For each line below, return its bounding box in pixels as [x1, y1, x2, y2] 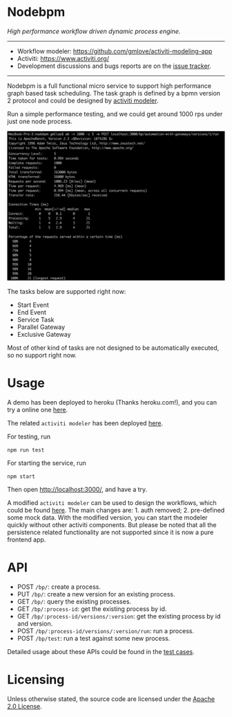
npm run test [7, 446, 45, 454]
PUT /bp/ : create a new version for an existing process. [17, 590, 175, 598]
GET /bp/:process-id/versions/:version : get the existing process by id [17, 612, 221, 620]
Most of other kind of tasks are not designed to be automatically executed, [7, 344, 220, 352]
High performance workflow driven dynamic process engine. [7, 27, 181, 35]
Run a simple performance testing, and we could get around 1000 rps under [7, 109, 223, 118]
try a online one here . [7, 405, 68, 414]
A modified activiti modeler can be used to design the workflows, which [7, 498, 217, 506]
